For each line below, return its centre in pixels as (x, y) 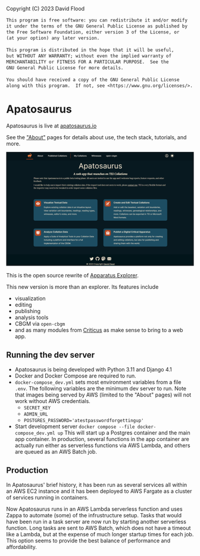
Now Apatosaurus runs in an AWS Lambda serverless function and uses (94, 509)
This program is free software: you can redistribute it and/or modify (97, 20)
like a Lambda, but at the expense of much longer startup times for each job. (100, 534)
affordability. (22, 546)
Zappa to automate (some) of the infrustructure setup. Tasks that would (94, 515)
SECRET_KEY (37, 408)
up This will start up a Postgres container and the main (124, 432)
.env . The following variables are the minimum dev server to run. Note (100, 388)
